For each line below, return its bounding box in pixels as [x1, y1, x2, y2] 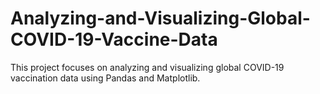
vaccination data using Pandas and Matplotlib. [10, 72, 201, 84]
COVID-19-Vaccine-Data [10, 28, 218, 51]
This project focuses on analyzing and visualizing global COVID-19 [10, 61, 285, 73]
